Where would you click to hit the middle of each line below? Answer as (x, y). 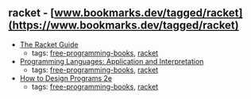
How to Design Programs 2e (66, 78)
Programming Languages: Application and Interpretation (112, 61)
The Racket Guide (49, 44)
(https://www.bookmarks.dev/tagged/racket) (124, 26)
